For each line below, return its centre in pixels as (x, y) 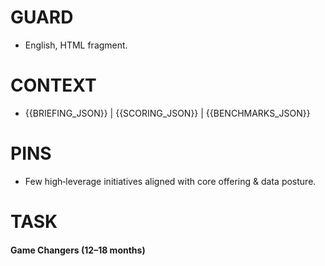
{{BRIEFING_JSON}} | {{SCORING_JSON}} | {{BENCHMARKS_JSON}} (167, 113)
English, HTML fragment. (76, 45)
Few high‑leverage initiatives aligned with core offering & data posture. (170, 181)
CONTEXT (53, 85)
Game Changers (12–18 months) (78, 250)
